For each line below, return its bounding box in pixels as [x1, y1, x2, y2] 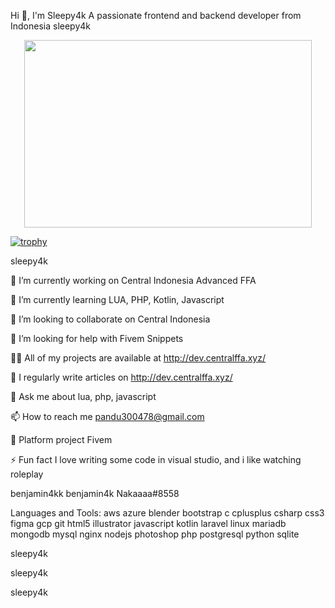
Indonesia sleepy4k [10, 20, 92, 32]
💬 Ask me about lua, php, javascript [10, 391, 157, 402]
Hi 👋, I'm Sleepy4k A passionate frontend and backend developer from [10, 10, 302, 21]
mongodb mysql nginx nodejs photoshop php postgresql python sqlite [10, 528, 300, 540]
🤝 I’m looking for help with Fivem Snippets [10, 333, 184, 344]
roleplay [10, 468, 44, 480]
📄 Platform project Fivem [10, 434, 113, 445]
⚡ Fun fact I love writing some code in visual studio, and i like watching [10, 454, 302, 465]
